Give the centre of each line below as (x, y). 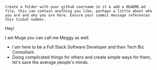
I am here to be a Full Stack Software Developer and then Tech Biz (78, 47)
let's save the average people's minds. (50, 62)
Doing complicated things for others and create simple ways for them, (81, 57)
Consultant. (23, 52)
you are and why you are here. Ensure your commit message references (78, 15)
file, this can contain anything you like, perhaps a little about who (78, 11)
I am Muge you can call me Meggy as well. (48, 38)
